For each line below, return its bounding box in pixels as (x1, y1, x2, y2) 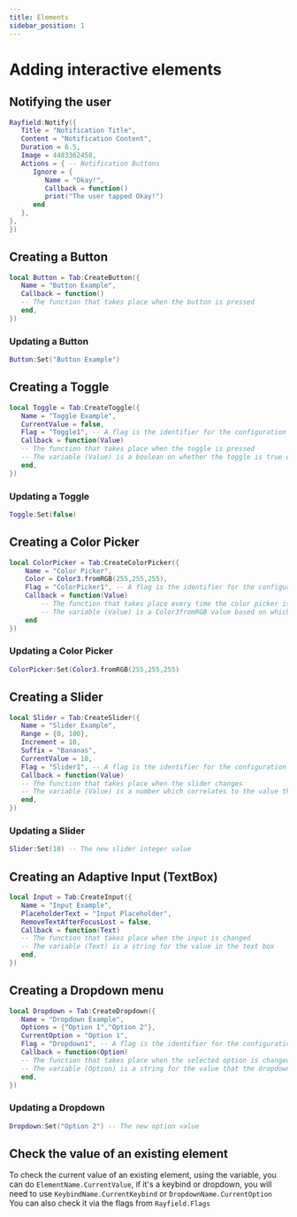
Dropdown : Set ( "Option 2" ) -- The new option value (9, 1121, 200, 1130)
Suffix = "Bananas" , (20, 746, 97, 756)
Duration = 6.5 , (20, 143, 81, 151)
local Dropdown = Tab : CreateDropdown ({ (9, 1006, 156, 1015)
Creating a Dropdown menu (9, 983, 164, 998)
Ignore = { (32, 167, 73, 176)
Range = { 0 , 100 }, (20, 730, 89, 739)
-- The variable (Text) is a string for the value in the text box (20, 942, 275, 951)
